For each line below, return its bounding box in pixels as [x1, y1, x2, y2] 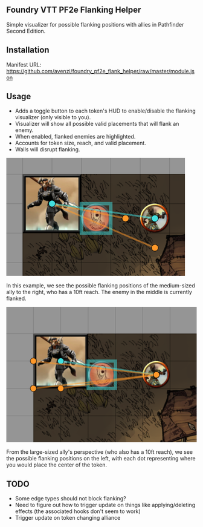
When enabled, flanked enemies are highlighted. [14, 133, 136, 140]
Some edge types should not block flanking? [14, 495, 126, 502]
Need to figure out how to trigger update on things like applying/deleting [14, 502, 196, 509]
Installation [6, 45, 50, 55]
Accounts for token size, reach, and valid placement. [14, 139, 146, 147]
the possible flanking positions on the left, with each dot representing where [6, 455, 196, 462]
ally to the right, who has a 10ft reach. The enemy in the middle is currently [6, 289, 192, 296]
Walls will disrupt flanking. [14, 146, 80, 153]
